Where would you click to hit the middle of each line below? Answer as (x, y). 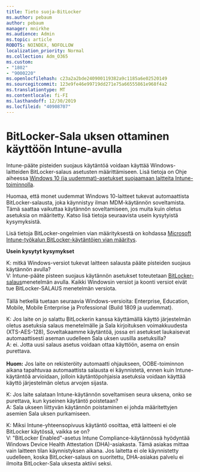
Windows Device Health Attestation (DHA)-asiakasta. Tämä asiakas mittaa (98, 444)
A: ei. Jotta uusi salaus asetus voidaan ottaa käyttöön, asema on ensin (93, 345)
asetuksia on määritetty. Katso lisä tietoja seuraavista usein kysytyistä (92, 215)
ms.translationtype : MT (36, 90)
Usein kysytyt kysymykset (40, 251)
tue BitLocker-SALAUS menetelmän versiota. (61, 288)
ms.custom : (20, 62)
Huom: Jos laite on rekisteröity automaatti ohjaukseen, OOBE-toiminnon (95, 364)
